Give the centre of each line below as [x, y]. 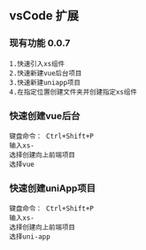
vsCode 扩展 [44, 16]
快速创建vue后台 [45, 116]
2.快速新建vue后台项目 [46, 73]
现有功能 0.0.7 [40, 43]
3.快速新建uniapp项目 [45, 82]
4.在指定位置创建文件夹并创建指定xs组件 [73, 92]
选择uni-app [30, 237]
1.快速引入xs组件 [37, 64]
